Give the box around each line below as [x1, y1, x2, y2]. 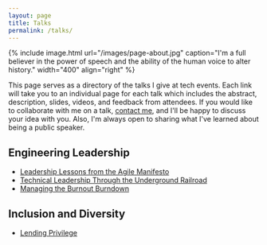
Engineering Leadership [8, 146, 130, 159]
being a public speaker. [8, 122, 85, 132]
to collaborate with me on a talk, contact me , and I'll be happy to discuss [8, 106, 246, 115]
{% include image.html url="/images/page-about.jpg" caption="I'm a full [8, 49, 246, 58]
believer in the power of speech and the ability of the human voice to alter [8, 56, 251, 66]
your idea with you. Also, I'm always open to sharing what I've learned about [8, 115, 259, 124]
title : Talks [8, 19, 52, 27]
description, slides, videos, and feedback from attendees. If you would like [8, 97, 253, 107]
